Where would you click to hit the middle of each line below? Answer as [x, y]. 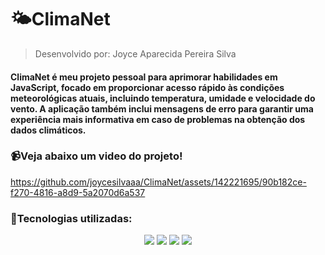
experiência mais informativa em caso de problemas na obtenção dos [158, 119]
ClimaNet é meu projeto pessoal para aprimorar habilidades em [144, 77]
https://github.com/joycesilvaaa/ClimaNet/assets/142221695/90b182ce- [158, 182]
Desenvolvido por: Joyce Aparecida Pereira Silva [135, 53]
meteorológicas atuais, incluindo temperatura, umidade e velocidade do [163, 98]
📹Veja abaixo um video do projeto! [96, 156]
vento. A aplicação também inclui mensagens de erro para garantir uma [162, 108]
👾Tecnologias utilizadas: [71, 218]
